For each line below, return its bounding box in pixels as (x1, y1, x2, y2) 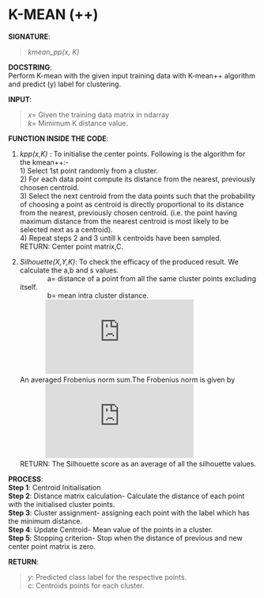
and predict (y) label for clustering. (8, 79, 121, 89)
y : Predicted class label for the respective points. (27, 572, 187, 581)
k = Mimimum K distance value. (27, 118, 129, 128)
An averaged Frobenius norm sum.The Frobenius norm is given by (19, 375, 236, 384)
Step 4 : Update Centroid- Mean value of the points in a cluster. (8, 524, 213, 534)
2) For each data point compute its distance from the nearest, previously (19, 174, 256, 184)
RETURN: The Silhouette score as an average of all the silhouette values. (19, 459, 257, 468)
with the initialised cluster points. (8, 499, 115, 508)
